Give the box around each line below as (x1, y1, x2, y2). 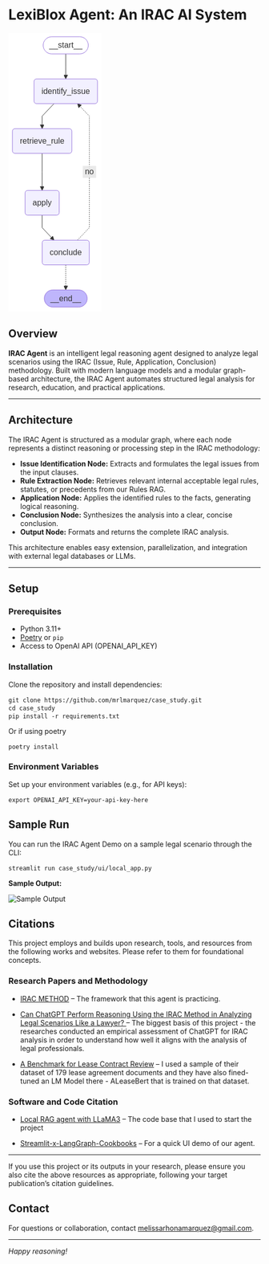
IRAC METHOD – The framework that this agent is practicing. (19, 993, 221, 1003)
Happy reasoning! (8, 1246, 68, 1256)
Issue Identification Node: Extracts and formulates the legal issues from (19, 459, 260, 468)
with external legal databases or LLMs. (8, 551, 136, 561)
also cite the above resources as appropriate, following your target (8, 1170, 228, 1180)
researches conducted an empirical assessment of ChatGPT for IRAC (19, 1026, 248, 1036)
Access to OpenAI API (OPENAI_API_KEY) (19, 641, 158, 651)
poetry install (8, 743, 59, 751)
